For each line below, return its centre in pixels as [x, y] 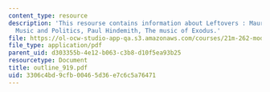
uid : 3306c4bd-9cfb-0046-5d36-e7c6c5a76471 [82, 75]
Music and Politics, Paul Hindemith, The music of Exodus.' [118, 30]
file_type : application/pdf [55, 46]
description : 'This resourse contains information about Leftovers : [127, 23]
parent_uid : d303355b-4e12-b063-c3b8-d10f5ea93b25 [95, 53]
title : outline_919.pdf [48, 68]
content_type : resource [48, 16]
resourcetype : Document [48, 61]
